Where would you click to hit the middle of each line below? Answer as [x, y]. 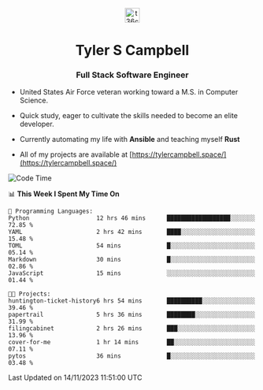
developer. [37, 124]
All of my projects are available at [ [76, 154]
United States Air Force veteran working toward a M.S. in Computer [129, 92]
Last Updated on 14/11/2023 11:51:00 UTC [75, 377]
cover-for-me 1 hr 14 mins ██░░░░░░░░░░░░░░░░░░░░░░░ [132, 343]
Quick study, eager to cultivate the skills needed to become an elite [129, 116]
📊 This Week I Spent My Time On [64, 194]
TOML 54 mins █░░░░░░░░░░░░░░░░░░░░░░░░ [132, 246]
